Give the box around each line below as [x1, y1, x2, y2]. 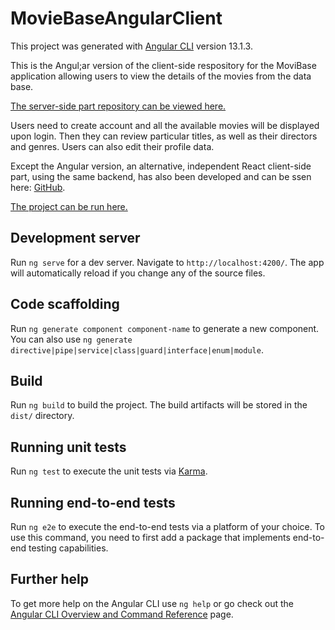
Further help [10, 571, 90, 588]
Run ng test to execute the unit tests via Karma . [10, 465, 208, 477]
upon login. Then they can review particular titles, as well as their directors [10, 130, 318, 142]
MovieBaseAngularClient [10, 7, 223, 30]
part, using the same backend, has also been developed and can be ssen [10, 170, 312, 182]
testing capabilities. [28, 542, 109, 554]
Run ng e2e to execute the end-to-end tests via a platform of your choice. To [10, 521, 326, 532]
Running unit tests [10, 438, 127, 456]
